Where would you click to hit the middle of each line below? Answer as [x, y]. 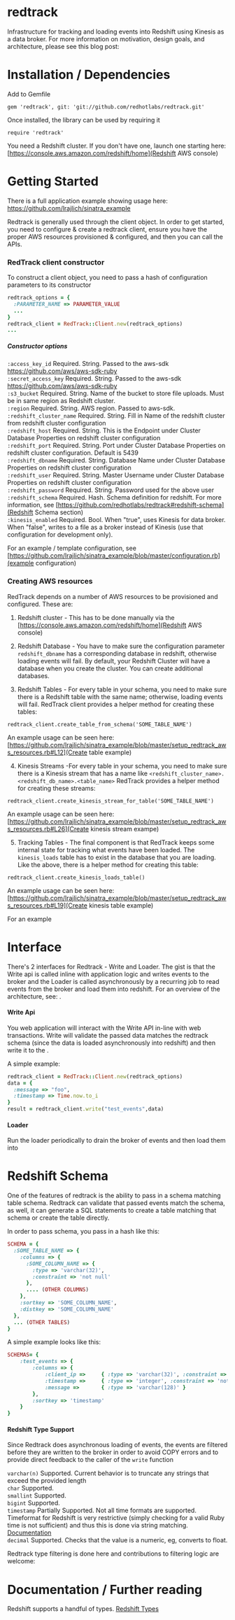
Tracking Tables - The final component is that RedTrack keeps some [116, 842]
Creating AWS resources [50, 582]
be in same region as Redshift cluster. [61, 401]
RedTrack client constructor [56, 262]
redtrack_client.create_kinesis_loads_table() [76, 878]
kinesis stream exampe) [125, 829]
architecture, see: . [34, 996]
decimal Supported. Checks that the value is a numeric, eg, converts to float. [117, 1540]
